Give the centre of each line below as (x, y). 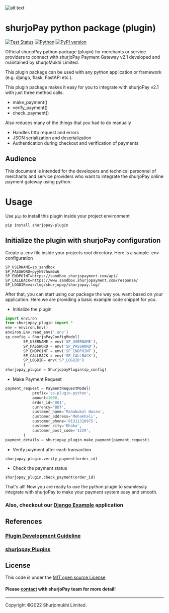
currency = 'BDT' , (49, 407)
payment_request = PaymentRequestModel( (48, 388)
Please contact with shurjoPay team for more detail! (61, 589)
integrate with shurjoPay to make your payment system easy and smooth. (81, 492)
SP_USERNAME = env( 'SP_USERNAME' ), (61, 342)
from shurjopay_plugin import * (39, 323)
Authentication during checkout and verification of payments (75, 143)
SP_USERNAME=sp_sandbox (30, 267)
